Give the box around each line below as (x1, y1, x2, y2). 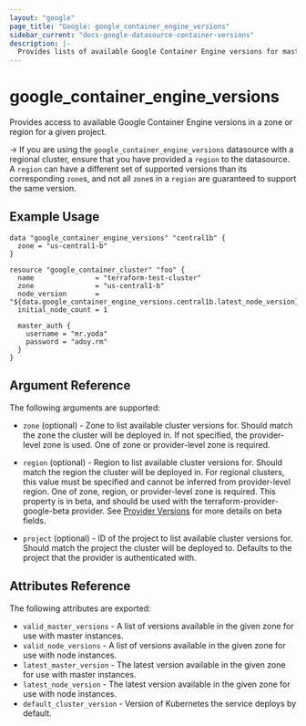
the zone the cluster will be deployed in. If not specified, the (22, 430, 248, 441)
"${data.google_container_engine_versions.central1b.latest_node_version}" (9, 297, 303, 306)
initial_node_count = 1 (17, 305, 107, 315)
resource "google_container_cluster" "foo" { (9, 265, 185, 275)
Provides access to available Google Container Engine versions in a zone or (9, 117, 293, 128)
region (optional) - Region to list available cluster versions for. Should (22, 457, 283, 468)
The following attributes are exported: (9, 603, 151, 614)
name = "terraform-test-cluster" (17, 273, 202, 283)
